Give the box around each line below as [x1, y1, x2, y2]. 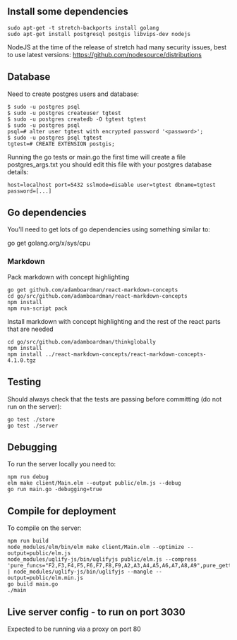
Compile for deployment [7, 505, 116, 517]
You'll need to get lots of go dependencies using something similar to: [7, 225, 210, 234]
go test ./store [7, 416, 55, 423]
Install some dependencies [7, 6, 129, 18]
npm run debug [7, 473, 49, 481]
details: [7, 167, 29, 176]
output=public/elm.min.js [7, 574, 83, 581]
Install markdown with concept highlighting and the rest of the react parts [7, 317, 221, 325]
